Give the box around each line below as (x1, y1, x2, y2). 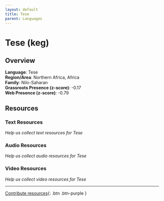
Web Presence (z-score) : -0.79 (5, 90, 69, 96)
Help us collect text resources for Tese (5, 130, 83, 136)
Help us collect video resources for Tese (5, 176, 86, 182)
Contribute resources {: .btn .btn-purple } (5, 190, 87, 196)
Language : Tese (5, 69, 38, 75)
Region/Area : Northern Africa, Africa (5, 74, 80, 80)
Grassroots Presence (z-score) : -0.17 (5, 85, 82, 91)
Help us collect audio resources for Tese (5, 153, 87, 159)
